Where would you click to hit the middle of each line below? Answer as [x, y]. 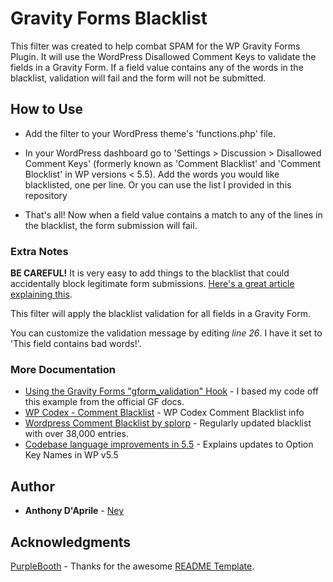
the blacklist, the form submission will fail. [111, 225]
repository [46, 195]
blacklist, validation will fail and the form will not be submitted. [138, 78]
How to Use [47, 109]
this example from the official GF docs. [104, 402]
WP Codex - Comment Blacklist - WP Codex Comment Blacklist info [164, 413]
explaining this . [41, 294]
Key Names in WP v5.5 [71, 455]
